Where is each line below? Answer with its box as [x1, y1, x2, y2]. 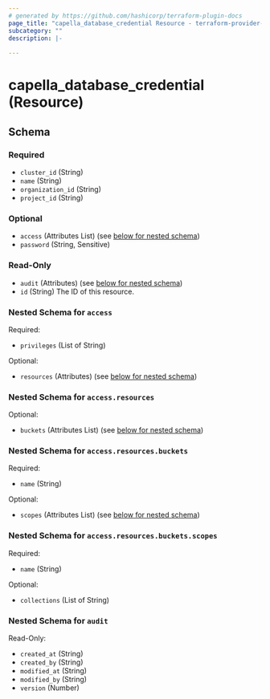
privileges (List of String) [19, 340, 106, 350]
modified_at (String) [19, 666, 87, 676]
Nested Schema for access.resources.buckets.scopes [8, 530, 218, 542]
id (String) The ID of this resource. [19, 287, 135, 296]
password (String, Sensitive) [19, 240, 111, 250]
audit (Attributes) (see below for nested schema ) [19, 278, 183, 287]
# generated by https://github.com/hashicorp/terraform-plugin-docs [8, 11, 243, 20]
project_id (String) [19, 193, 84, 202]
